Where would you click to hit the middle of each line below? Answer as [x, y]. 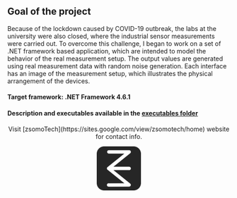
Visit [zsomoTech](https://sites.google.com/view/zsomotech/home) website [119, 129]
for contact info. [119, 136]
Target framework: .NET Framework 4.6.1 [69, 97]
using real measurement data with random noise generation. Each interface [117, 66]
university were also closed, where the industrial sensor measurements [111, 36]
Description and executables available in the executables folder [103, 113]
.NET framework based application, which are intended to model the [107, 51]
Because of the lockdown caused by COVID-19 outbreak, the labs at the [112, 28]
